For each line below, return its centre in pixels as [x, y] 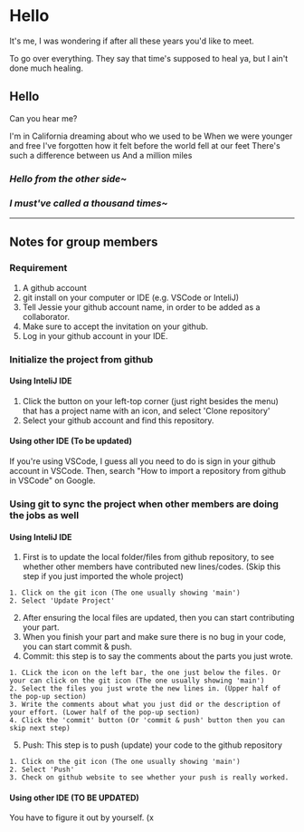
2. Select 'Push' [42, 770]
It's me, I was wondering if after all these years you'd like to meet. [132, 41]
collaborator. [46, 316]
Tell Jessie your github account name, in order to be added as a [141, 307]
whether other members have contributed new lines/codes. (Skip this [152, 566]
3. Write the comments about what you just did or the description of [145, 705]
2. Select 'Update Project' [62, 601]
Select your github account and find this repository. [118, 420]
